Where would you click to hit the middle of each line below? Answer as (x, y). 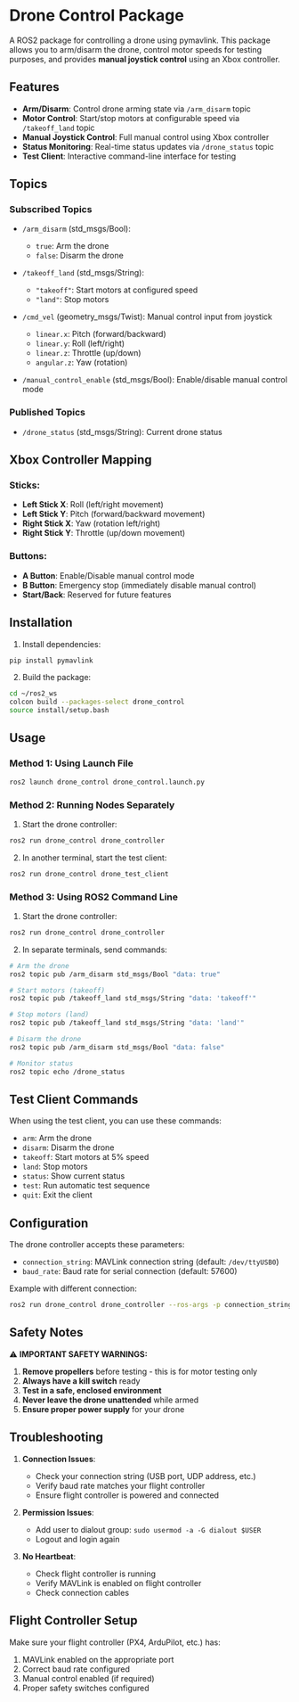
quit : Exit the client (57, 1195)
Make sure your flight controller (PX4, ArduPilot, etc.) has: (115, 1642)
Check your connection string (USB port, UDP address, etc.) (145, 1476)
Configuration (49, 1223)
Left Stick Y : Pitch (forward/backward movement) (113, 514)
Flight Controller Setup (73, 1620)
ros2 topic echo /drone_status (67, 1072)
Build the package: (57, 678)
